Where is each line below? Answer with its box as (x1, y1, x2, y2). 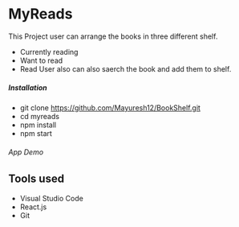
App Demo (8, 147, 44, 157)
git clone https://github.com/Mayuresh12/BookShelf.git (19, 102, 201, 113)
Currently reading (19, 47, 79, 56)
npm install (19, 120, 57, 130)
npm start (19, 128, 52, 138)
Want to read (19, 56, 63, 65)
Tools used (8, 172, 65, 186)
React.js (19, 202, 47, 212)
